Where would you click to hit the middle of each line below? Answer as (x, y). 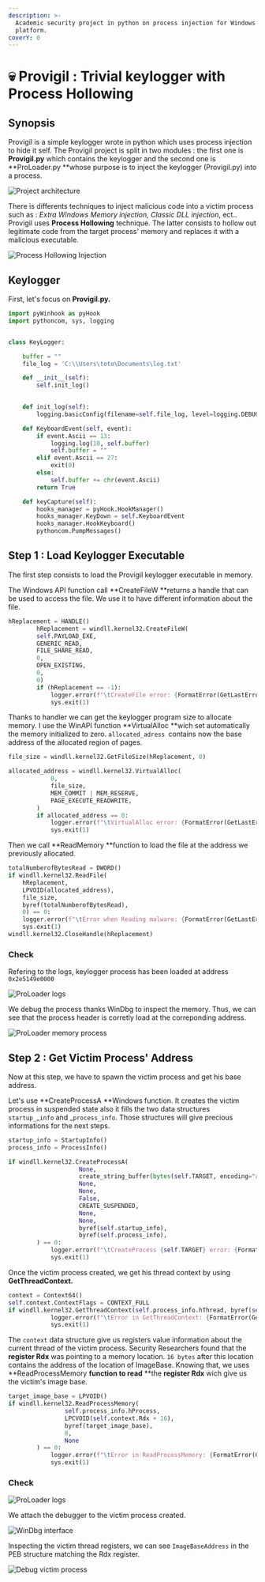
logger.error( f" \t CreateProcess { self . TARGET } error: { (144, 1250)
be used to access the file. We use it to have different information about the (131, 598)
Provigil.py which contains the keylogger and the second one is (112, 159)
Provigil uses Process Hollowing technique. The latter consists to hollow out (132, 223)
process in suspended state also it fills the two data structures (109, 1108)
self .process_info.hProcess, (112, 1411)
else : (46, 473)
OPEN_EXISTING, (62, 666)
